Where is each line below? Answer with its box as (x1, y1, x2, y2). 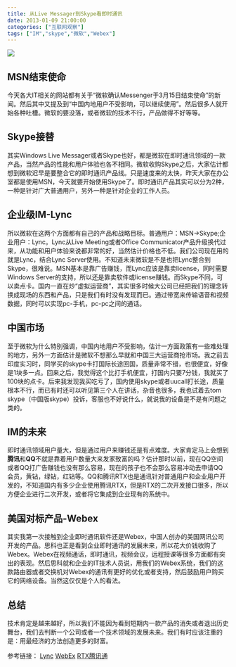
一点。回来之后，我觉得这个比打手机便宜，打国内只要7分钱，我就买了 (27, 368, 229, 376)
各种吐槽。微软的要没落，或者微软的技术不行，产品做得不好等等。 (13, 108, 204, 117)
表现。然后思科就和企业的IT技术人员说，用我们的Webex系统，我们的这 (19, 559, 224, 567)
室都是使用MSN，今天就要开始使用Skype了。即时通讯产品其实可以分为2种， (7, 177, 228, 186)
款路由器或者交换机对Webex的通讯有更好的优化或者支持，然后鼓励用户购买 (7, 568, 225, 576)
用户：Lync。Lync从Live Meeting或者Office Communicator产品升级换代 (13, 237, 221, 246)
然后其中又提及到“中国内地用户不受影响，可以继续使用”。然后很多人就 (19, 100, 223, 108)
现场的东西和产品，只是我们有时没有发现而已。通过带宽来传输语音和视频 (19, 290, 229, 299)
